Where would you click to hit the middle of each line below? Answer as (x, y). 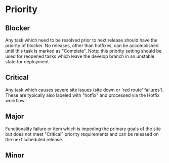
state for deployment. (28, 62)
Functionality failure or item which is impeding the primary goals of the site (83, 129)
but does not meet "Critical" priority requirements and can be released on (82, 134)
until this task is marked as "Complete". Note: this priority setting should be (83, 51)
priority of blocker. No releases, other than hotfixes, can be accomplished (82, 46)
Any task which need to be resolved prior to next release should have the (81, 40)
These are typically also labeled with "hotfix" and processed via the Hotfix (82, 95)
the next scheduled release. (34, 139)
